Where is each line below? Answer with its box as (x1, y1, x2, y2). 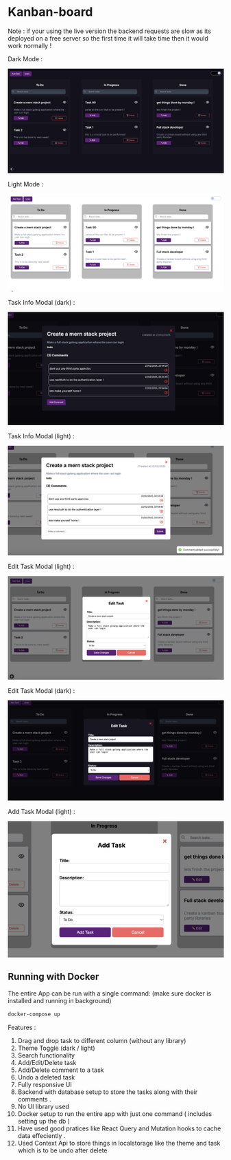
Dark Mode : (8, 54, 43, 63)
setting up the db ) (17, 1117, 71, 1125)
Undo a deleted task (17, 1073, 75, 1081)
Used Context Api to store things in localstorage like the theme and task (17, 1139, 221, 1147)
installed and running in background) (8, 996, 112, 1005)
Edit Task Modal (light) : (8, 562, 75, 571)
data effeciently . (17, 1131, 66, 1139)
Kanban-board (8, 4, 93, 20)
